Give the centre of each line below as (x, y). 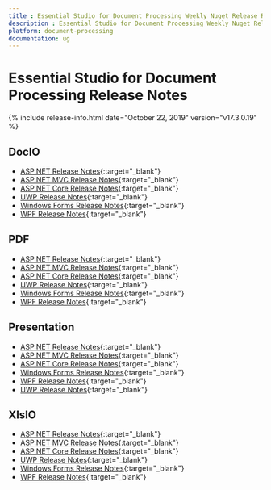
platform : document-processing (61, 31)
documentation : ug (39, 38)
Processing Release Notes (98, 96)
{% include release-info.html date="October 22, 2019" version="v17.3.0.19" (133, 118)
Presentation (42, 327)
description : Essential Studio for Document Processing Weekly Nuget (129, 23)
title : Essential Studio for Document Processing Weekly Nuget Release (133, 16)
